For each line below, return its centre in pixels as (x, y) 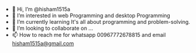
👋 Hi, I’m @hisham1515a (41, 9)
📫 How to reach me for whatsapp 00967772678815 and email (89, 35)
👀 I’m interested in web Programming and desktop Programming (91, 15)
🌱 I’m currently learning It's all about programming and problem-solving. (101, 22)
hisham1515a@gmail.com (43, 43)
